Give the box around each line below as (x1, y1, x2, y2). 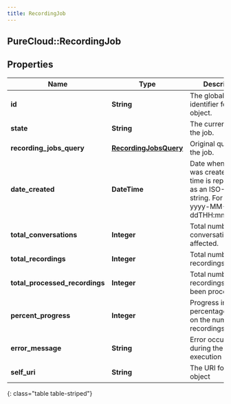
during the (190, 343, 223, 352)
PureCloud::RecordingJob (7, 36, 122, 47)
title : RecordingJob (7, 10, 67, 17)
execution (190, 352, 222, 361)
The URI (190, 363, 217, 372)
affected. (190, 238, 219, 248)
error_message (10, 343, 62, 352)
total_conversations (10, 229, 78, 239)
